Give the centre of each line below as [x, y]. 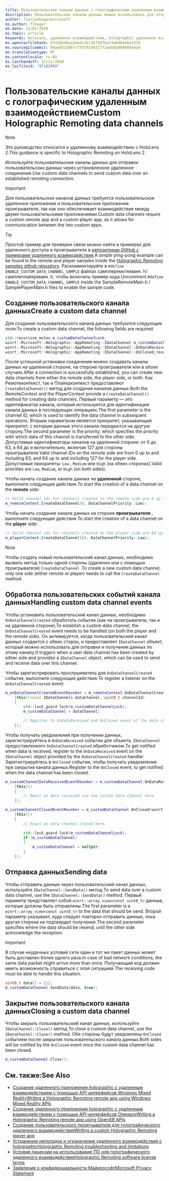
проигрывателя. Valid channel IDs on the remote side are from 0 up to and [82, 453]
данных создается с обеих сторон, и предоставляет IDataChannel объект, [84, 642]
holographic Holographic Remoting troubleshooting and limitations [81, 1146]
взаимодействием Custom [63, 113]
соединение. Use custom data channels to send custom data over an [77, 173]
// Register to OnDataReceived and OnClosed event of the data [91, 721]
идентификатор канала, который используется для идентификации [77, 405]
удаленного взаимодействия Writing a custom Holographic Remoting [85, 1130]
